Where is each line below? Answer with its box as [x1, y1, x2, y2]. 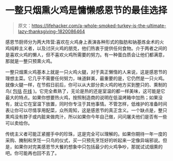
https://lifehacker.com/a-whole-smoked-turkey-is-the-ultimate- [31, 22, 166, 29]
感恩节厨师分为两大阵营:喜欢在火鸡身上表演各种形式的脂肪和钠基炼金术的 [5, 39, 160, 45]
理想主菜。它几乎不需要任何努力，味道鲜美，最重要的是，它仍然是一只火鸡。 [5, 75, 167, 81]
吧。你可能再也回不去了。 [5, 150, 60, 156]
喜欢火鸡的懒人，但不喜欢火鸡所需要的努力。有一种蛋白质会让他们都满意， [9, 52, 167, 58]
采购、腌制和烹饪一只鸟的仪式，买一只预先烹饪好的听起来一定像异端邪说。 [5, 137, 163, 143]
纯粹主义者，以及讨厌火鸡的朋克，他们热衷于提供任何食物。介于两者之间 [9, 45, 163, 51]
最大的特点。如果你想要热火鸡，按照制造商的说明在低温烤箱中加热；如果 [5, 94, 158, 100]
